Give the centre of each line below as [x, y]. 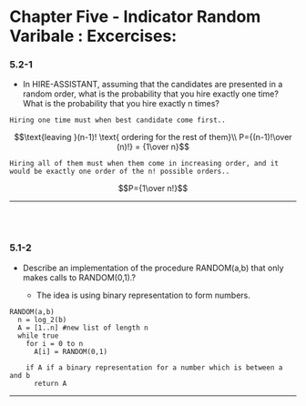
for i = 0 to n [55, 343]
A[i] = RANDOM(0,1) [70, 351]
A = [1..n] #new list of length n [83, 328]
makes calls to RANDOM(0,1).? [79, 277]
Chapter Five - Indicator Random [135, 17]
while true [38, 335]
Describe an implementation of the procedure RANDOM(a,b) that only [153, 268]
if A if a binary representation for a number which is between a [154, 367]
